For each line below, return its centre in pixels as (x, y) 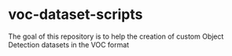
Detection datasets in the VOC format (69, 44)
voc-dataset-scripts (75, 15)
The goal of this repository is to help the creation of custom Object (116, 36)
